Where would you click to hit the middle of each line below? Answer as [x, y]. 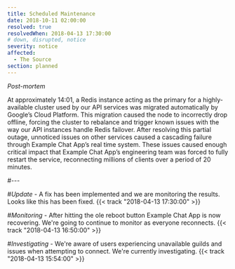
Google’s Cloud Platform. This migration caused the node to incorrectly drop [117, 114]
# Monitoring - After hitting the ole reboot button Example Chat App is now [114, 215]
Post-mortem [26, 86]
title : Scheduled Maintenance [52, 14]
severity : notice [33, 46]
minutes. [20, 166]
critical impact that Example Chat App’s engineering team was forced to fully [118, 152]
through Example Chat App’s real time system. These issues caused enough [117, 144]
